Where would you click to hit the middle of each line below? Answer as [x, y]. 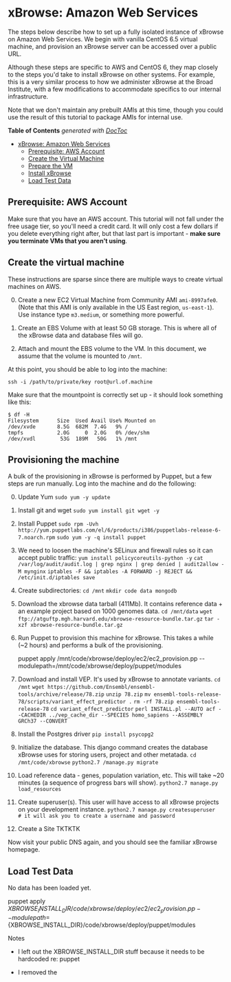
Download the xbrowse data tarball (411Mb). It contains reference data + [120, 604]
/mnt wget [31, 688]
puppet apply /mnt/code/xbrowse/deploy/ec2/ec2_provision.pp [108, 659]
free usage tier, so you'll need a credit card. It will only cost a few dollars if [113, 226]
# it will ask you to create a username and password [96, 816]
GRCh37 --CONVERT [43, 721]
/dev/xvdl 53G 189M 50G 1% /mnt [73, 439]
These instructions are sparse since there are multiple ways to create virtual [115, 279]
